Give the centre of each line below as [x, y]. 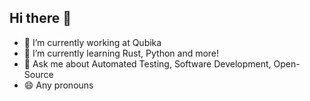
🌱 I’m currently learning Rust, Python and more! [121, 53]
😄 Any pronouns [58, 85]
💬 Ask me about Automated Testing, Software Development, [147, 63]
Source [38, 74]
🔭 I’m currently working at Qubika [92, 42]
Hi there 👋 [40, 18]
